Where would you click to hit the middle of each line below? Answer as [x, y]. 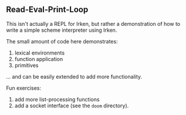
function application [39, 59]
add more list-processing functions [57, 99]
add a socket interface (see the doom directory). [72, 106]
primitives [26, 65]
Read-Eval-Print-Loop [47, 10]
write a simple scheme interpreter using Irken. [62, 30]
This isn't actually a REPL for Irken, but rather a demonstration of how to [93, 23]
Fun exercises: [24, 88]
